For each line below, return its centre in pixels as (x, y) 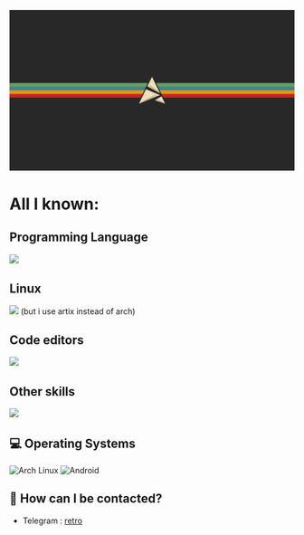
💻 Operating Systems (72, 444)
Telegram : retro (52, 521)
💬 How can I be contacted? (86, 499)
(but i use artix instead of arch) (78, 311)
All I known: (54, 204)
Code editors (47, 340)
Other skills (42, 392)
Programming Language (79, 238)
